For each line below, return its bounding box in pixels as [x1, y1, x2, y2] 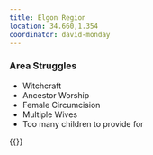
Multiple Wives [22, 109, 78, 120]
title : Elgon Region [9, 13, 87, 23]
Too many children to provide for [22, 118, 144, 129]
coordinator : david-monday [9, 30, 111, 39]
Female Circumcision [22, 99, 101, 110]
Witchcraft [22, 80, 62, 91]
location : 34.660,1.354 [9, 22, 99, 31]
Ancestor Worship [22, 89, 90, 100]
